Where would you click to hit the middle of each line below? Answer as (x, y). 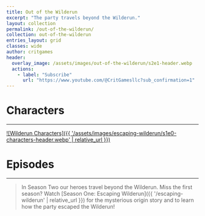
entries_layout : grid (34, 40)
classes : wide (24, 47)
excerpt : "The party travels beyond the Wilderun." (73, 18)
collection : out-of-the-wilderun (49, 35)
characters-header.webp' (38, 140)
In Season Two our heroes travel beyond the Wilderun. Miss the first (107, 187)
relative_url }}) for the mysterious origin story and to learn (122, 200)
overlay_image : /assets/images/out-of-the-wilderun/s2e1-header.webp (102, 63)
